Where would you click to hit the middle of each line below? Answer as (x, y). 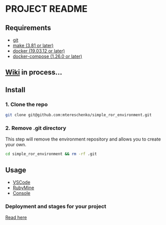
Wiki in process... (34, 72)
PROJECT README (46, 9)
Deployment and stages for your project (56, 206)
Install (15, 90)
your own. (16, 145)
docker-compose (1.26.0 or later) (48, 56)
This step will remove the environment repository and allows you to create (83, 139)
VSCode (21, 182)
